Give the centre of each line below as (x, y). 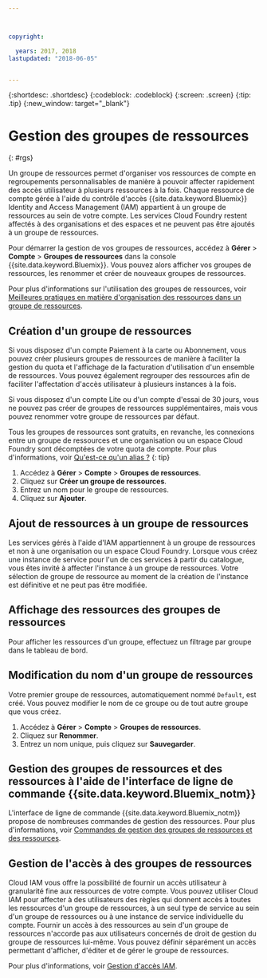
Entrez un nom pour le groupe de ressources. (94, 490)
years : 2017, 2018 (46, 51)
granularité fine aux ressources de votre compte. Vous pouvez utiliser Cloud (133, 891)
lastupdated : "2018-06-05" (53, 58)
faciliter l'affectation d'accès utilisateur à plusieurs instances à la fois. (122, 384)
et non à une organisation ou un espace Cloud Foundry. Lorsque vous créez (133, 550)
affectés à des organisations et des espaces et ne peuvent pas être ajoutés (132, 224)
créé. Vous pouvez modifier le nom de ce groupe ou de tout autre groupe (128, 703)
